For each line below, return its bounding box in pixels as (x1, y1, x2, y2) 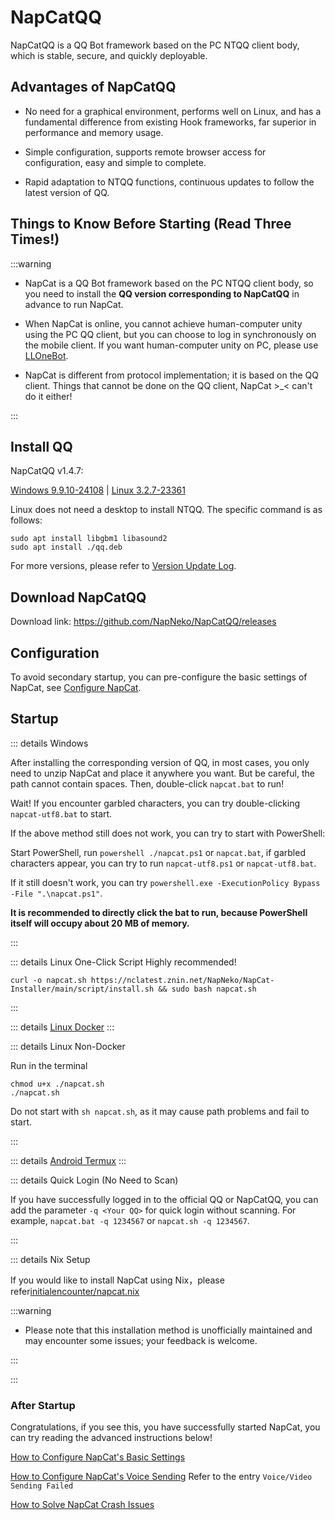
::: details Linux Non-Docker (10, 1040, 126, 1052)
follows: (10, 514, 43, 526)
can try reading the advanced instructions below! (10, 1432, 213, 1444)
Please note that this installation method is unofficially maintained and (24, 1324, 313, 1336)
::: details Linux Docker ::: (10, 1021, 115, 1033)
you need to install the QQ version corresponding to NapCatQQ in (24, 287, 300, 300)
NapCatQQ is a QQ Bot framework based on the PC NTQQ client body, (10, 39, 300, 51)
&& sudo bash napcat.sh (158, 984, 257, 994)
